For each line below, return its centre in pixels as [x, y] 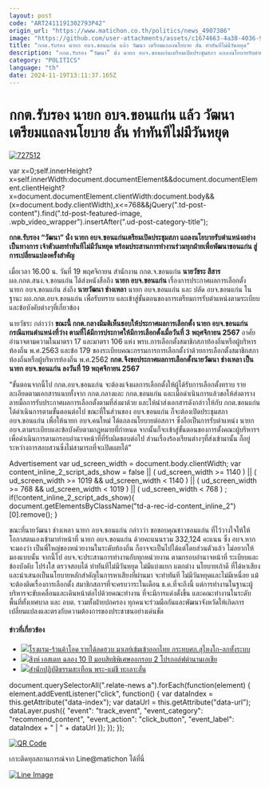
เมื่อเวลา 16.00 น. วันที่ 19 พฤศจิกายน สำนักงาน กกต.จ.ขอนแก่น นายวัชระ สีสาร [115, 271]
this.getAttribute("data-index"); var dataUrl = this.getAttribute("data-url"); [130, 702]
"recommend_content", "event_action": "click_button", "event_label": [122, 719]
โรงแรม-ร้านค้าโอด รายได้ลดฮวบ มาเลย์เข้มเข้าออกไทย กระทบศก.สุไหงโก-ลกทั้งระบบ [139, 648]
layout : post [31, 16]
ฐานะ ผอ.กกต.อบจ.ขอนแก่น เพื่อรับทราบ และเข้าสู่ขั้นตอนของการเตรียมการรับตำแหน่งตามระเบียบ [134, 298]
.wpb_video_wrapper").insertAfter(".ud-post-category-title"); [109, 222]
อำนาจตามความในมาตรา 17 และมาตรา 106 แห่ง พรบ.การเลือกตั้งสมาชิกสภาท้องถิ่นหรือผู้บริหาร [133, 341]
